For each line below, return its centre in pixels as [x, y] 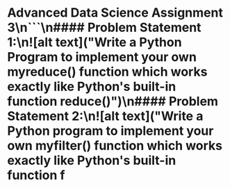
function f [36, 176]
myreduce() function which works [107, 72]
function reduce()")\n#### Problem [113, 101]
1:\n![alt [30, 42]
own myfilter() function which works [115, 146]
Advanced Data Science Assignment [115, 13]
